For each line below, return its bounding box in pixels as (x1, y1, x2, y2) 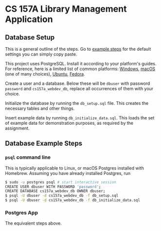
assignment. (5, 125, 30, 131)
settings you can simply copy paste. (5, 51, 77, 57)
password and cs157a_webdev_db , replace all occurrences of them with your (5, 86, 154, 91)
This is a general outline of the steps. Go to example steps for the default (5, 46, 151, 52)
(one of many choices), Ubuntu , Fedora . (5, 71, 85, 77)
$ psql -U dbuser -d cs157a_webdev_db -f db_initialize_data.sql (5, 198, 140, 203)
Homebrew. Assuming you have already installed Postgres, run (5, 170, 131, 176)
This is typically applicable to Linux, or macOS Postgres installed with (5, 165, 144, 171)
